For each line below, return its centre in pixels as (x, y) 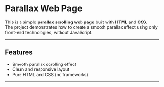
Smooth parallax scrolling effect (44, 64)
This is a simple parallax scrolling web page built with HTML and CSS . (76, 22)
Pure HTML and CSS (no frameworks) (50, 74)
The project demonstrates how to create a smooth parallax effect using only (81, 27)
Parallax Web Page (44, 9)
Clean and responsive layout (41, 69)
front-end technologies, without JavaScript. (49, 32)
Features (19, 53)
